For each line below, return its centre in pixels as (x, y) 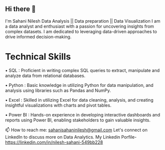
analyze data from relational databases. (45, 75)
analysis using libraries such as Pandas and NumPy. (58, 90)
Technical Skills (38, 57)
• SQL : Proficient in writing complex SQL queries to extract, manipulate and (82, 70)
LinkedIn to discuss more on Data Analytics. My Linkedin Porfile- (71, 137)
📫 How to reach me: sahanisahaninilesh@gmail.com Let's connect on (76, 130)
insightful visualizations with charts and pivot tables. (58, 105)
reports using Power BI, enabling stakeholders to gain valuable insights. (78, 120)
